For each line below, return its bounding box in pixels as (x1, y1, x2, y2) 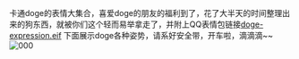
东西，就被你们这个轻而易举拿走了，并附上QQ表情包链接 (32, 19, 242, 29)
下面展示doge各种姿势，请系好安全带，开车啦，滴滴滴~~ (63, 30, 274, 40)
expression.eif (9, 30, 62, 40)
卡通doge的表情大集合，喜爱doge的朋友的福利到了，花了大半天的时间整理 (9, 8, 283, 18)
